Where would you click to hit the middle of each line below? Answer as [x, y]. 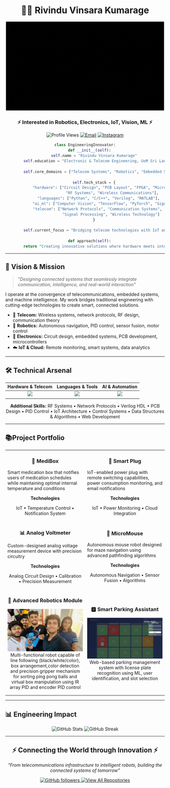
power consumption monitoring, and [125, 483]
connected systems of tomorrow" [85, 770]
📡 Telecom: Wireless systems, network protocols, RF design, [76, 315]
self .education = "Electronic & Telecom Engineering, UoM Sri [90, 161]
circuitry [16, 556]
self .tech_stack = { [94, 182]
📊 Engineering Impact [41, 714]
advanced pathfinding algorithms [122, 555]
